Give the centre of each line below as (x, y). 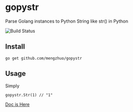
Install (15, 47)
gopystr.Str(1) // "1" (29, 95)
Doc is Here (17, 104)
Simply (12, 86)
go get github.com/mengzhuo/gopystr (44, 58)
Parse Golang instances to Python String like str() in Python (67, 21)
